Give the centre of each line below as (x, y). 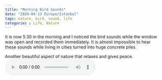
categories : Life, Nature (32, 23)
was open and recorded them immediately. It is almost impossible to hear (78, 42)
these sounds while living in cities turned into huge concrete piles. (71, 47)
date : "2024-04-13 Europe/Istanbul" (42, 14)
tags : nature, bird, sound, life (39, 18)
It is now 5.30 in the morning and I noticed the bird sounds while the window (81, 37)
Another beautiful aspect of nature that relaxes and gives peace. (69, 57)
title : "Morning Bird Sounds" (36, 9)
